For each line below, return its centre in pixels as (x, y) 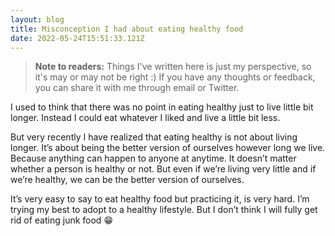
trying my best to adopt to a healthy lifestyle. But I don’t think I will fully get (164, 210)
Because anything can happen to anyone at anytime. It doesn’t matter (153, 158)
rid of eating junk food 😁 (61, 220)
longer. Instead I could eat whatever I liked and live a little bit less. (145, 118)
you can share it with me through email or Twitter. (137, 88)
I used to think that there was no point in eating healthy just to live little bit (162, 107)
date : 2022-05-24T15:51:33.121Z (77, 38)
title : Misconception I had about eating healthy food (127, 29)
